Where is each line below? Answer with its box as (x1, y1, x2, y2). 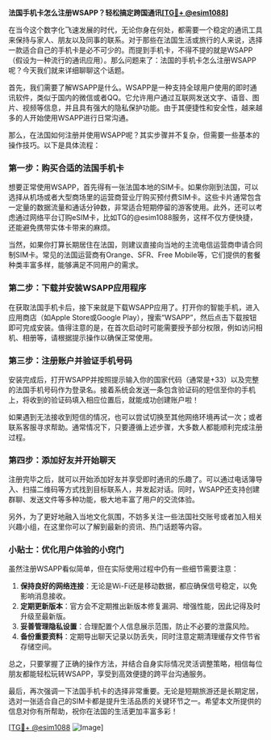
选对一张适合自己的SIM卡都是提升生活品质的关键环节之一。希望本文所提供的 (8, 696, 262, 706)
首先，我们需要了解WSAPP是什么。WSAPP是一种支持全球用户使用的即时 (8, 82, 250, 92)
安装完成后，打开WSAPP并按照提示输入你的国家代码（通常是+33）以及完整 (8, 374, 260, 384)
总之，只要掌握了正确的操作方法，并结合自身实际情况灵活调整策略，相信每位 (8, 659, 263, 669)
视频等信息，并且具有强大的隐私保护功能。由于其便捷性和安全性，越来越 (22, 103, 263, 112)
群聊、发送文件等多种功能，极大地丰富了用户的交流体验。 (8, 495, 199, 505)
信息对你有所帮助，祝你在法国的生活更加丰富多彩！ (8, 707, 178, 717)
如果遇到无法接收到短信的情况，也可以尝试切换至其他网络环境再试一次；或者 (8, 412, 263, 421)
